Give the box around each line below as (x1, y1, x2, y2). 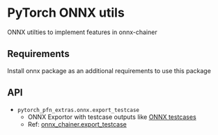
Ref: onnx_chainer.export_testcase (27, 120, 127, 128)
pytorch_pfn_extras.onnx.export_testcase (17, 106, 139, 113)
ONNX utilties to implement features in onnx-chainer (7, 28, 158, 36)
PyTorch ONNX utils (7, 5, 125, 21)
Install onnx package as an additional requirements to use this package (7, 66, 211, 74)
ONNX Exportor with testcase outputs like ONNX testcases (27, 113, 196, 121)
